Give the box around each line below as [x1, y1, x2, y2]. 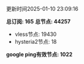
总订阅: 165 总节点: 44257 [6, 18, 71, 25]
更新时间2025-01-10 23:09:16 [6, 5, 79, 12]
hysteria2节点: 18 [14, 38, 57, 45]
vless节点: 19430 [14, 31, 57, 38]
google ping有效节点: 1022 [6, 51, 73, 58]
